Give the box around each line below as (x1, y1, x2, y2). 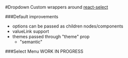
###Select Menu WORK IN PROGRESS (5, 49, 84, 54)
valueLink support (12, 29, 49, 34)
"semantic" (19, 39, 43, 45)
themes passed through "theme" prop (12, 34, 90, 39)
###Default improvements (5, 14, 58, 19)
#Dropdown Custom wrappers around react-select (5, 4, 108, 10)
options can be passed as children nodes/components (12, 23, 124, 29)
